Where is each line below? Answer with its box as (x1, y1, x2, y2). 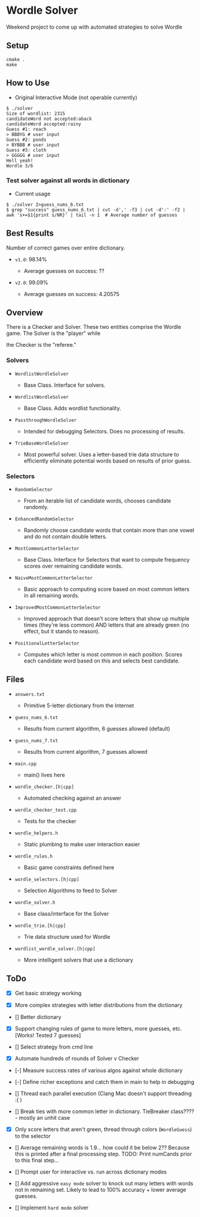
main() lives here (23, 771, 66, 778)
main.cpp (14, 760, 37, 767)
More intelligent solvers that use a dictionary (23, 956, 133, 963)
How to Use (6, 78, 50, 88)
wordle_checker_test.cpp (14, 807, 77, 813)
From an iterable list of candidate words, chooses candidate (23, 497, 171, 504)
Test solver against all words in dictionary (6, 177, 130, 185)
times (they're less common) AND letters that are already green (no (23, 621, 189, 628)
